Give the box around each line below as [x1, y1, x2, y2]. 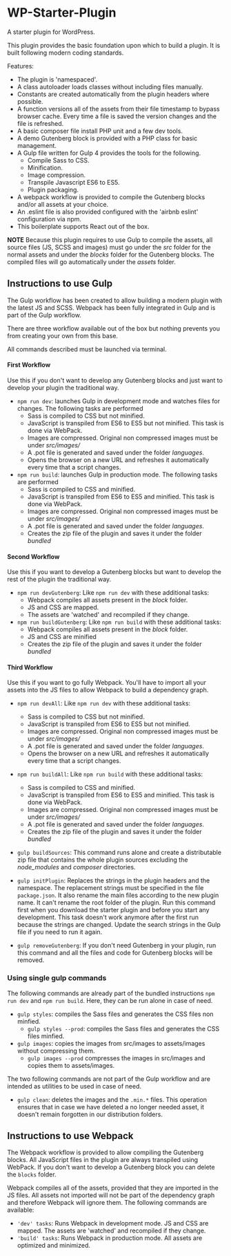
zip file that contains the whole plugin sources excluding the [17, 856, 188, 864]
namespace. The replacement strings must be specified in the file [17, 884, 204, 892]
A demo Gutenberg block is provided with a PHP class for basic [17, 133, 198, 142]
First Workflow [7, 361, 51, 369]
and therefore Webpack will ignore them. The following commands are [7, 1199, 207, 1207]
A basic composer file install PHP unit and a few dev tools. [17, 127, 183, 135]
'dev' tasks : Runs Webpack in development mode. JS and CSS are [17, 1219, 209, 1228]
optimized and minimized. [17, 1241, 91, 1250]
